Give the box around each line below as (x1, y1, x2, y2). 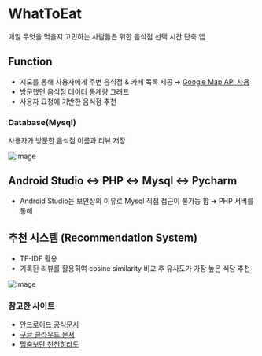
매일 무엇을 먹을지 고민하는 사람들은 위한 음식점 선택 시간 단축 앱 (8, 32, 206, 41)
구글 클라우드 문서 (19, 329, 75, 339)
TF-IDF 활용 (19, 254, 57, 263)
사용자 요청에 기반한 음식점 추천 (19, 96, 116, 106)
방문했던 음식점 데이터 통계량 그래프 (19, 87, 130, 96)
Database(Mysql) (8, 117, 76, 128)
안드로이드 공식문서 (19, 320, 79, 329)
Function (8, 55, 53, 69)
